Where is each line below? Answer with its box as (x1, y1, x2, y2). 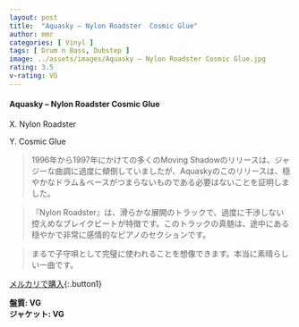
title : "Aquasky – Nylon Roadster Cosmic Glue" (9, 21, 199, 30)
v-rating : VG (9, 71, 58, 80)
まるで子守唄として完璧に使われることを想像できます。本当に (30, 247, 258, 259)
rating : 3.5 (9, 63, 54, 72)
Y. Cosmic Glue (9, 136, 66, 147)
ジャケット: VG (9, 308, 64, 319)
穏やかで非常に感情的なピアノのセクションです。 (30, 229, 211, 239)
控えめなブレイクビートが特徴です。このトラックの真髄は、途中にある (30, 218, 290, 229)
